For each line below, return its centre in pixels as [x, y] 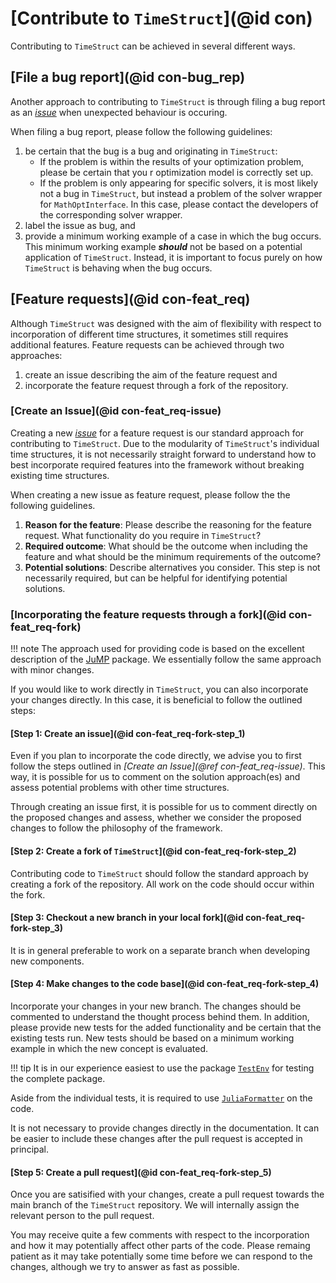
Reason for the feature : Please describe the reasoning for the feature [168, 524]
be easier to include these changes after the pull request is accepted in [156, 1138]
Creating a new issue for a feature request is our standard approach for [157, 433]
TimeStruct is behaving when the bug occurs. [118, 268]
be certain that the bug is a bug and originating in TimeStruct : [151, 151]
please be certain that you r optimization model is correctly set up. [176, 172]
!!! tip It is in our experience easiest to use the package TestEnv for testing [162, 1068]
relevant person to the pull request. [82, 1216]
